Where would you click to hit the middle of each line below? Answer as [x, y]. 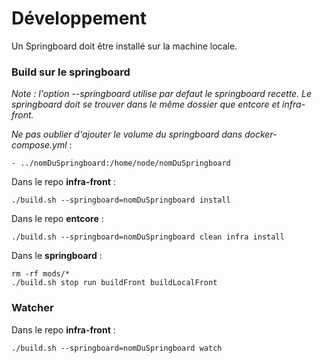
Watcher [32, 308]
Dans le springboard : [57, 256]
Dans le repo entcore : [57, 219]
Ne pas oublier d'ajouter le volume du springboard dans [127, 134]
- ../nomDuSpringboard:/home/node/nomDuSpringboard [121, 163]
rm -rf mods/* [41, 274]
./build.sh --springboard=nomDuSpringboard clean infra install [148, 237]
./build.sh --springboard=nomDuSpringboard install [121, 200]
